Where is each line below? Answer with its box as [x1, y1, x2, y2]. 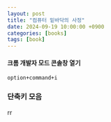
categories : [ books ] [7, 29, 68, 37]
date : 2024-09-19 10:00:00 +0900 [7, 23, 105, 30]
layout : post [7, 10, 45, 17]
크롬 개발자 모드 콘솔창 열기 [7, 59, 81, 67]
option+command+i [7, 75, 58, 82]
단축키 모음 [7, 92, 43, 102]
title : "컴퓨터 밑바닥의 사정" [7, 17, 85, 24]
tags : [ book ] [7, 36, 45, 43]
